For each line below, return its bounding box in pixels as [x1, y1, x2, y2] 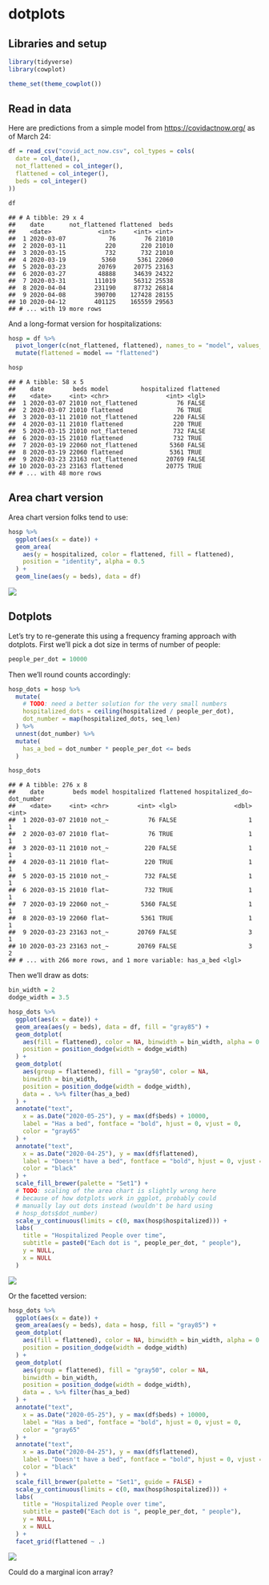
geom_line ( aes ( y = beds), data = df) [15, 572, 142, 581]
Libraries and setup [8, 37, 107, 51]
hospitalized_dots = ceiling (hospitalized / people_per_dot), [22, 707, 235, 716]
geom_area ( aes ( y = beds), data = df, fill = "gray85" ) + [15, 1023, 210, 1031]
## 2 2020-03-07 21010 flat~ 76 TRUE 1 [8, 831, 252, 839]
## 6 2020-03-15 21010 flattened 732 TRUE [8, 435, 203, 443]
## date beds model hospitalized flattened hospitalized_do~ [8, 788, 252, 796]
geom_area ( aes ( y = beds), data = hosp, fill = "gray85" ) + [15, 1321, 217, 1329]
